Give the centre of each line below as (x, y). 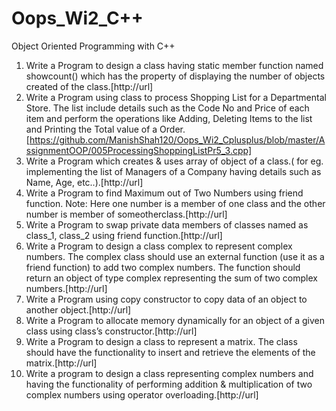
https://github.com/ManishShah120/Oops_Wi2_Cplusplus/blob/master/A (177, 139)
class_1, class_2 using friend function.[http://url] (124, 235)
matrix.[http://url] (61, 363)
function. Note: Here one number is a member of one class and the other (175, 203)
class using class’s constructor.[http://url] (111, 331)
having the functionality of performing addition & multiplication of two (169, 384)
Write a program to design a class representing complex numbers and (169, 373)
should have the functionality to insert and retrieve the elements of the (170, 352)
